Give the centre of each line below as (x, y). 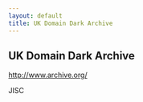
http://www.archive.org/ (48, 75)
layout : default (35, 16)
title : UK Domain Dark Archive (61, 23)
